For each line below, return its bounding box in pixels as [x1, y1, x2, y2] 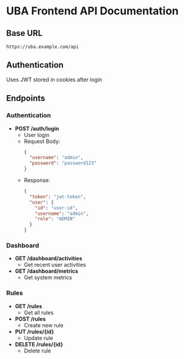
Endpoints [6, 93, 46, 104]
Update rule [23, 334, 53, 342]
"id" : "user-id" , [35, 205, 78, 211]
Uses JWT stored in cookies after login [6, 76, 102, 83]
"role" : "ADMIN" [35, 216, 76, 222]
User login [23, 131, 50, 138]
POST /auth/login [14, 124, 59, 132]
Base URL [6, 28, 43, 38]
